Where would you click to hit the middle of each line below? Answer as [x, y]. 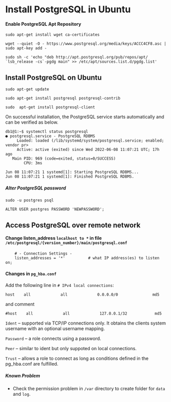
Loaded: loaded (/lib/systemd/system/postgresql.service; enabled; [90, 141]
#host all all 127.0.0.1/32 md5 [83, 313]
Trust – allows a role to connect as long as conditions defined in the [77, 358]
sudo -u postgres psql [30, 200]
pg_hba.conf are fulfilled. [32, 363]
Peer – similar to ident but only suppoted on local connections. [71, 348]
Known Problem [23, 375]
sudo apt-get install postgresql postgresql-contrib [63, 99]
